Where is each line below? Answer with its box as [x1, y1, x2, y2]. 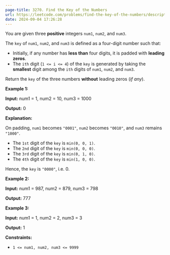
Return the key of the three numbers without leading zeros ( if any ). [5, 76, 145, 82]
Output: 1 [5, 225, 25, 231]
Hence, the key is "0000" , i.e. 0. [5, 166, 70, 172]
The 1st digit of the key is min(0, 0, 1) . [12, 140, 95, 146]
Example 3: [5, 205, 29, 211]
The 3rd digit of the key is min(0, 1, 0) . [12, 151, 95, 157]
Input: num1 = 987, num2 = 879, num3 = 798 [5, 185, 99, 192]
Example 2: [5, 176, 29, 182]
